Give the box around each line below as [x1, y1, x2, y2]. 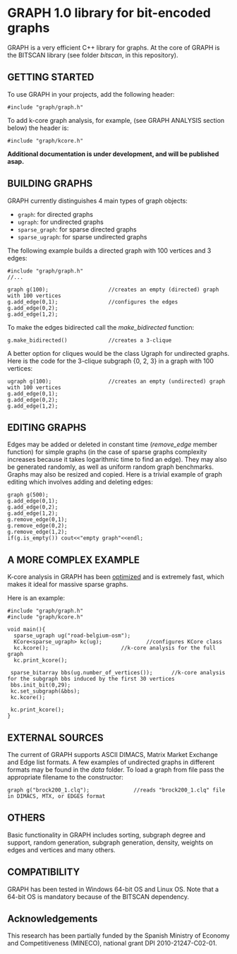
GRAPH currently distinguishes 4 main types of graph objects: [7, 196, 188, 205]
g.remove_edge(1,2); [7, 528, 68, 536]
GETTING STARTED [7, 71, 95, 83]
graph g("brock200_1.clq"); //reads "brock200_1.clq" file [7, 787, 226, 794]
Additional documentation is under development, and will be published [7, 150, 219, 158]
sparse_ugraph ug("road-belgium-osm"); [13, 632, 131, 640]
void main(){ [7, 626, 46, 633]
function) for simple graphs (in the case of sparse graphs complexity [7, 448, 207, 456]
